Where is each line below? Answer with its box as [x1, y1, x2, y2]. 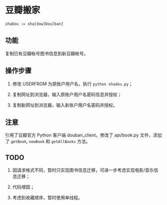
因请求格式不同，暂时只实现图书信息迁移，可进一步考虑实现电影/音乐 [12, 167, 154, 173]
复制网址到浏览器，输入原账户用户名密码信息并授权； [12, 91, 122, 97]
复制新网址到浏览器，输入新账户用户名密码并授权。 [12, 102, 118, 108]
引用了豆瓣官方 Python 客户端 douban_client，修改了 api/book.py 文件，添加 [5, 132, 162, 138]
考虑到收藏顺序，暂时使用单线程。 [12, 194, 83, 200]
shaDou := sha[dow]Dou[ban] [5, 21, 64, 26]
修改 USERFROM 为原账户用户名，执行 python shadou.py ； [12, 80, 133, 86]
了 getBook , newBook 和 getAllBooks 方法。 [5, 138, 91, 144]
